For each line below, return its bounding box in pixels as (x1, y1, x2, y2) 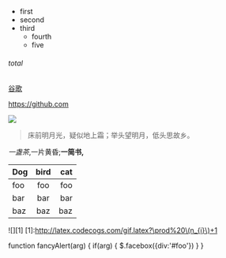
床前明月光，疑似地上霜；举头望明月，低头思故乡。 (27, 130, 194, 140)
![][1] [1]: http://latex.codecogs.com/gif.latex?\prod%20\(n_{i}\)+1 (8, 226, 218, 235)
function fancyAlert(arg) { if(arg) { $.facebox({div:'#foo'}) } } (8, 241, 204, 251)
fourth (31, 32, 52, 41)
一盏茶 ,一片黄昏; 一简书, (8, 148, 85, 157)
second (19, 15, 45, 24)
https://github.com (8, 99, 69, 109)
